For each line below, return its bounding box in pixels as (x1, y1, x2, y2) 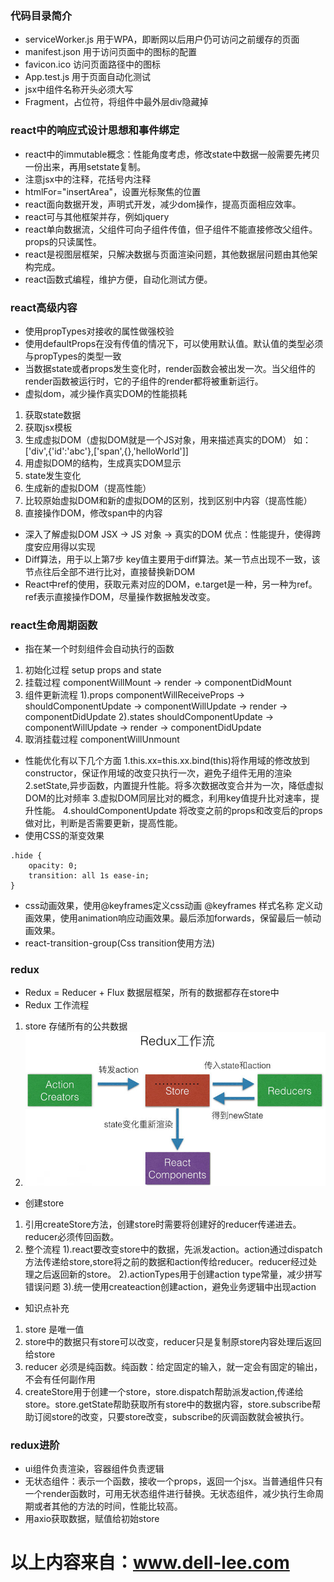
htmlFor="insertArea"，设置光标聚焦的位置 (24, 185, 202, 197)
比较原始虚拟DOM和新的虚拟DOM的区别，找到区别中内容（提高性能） (24, 494, 313, 506)
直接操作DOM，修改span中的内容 (24, 507, 163, 519)
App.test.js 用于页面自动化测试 (24, 71, 151, 83)
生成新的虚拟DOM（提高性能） (24, 482, 152, 494)
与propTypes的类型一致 (24, 350, 122, 362)
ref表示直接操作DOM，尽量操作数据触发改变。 (24, 590, 216, 602)
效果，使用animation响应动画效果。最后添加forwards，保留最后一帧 (33, 912, 313, 924)
